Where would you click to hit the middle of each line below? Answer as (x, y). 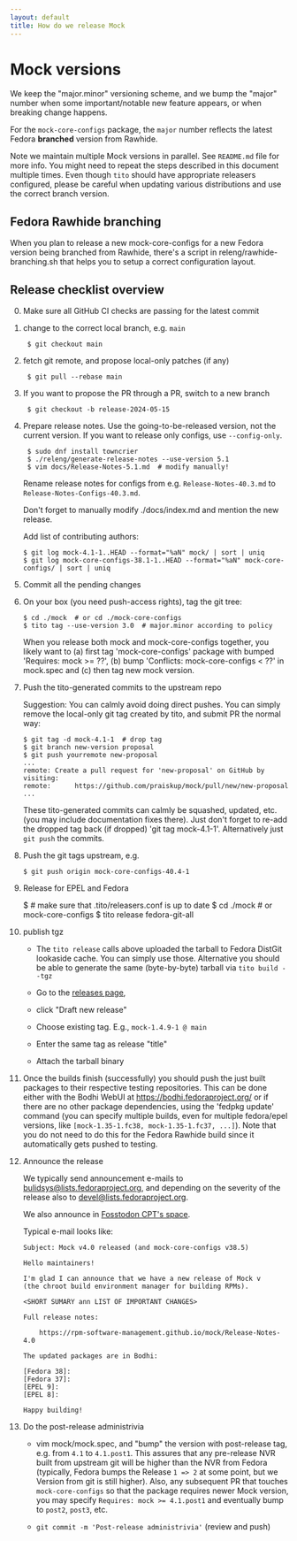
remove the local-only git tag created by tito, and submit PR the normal (152, 714)
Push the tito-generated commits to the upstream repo (122, 687)
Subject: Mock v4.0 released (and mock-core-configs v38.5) (136, 1248)
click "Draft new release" (81, 1010)
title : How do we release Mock (68, 26)
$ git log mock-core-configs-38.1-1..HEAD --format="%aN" (132, 561)
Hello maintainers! (59, 1263)
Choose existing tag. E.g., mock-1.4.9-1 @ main (121, 1027)
